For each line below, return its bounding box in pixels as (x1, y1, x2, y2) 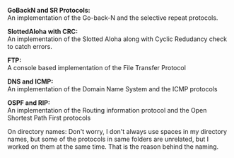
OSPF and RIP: (7, 98, 51, 107)
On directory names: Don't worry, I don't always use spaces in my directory (7, 128, 228, 135)
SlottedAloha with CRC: (7, 28, 78, 35)
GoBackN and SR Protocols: (7, 6, 90, 14)
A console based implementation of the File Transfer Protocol (7, 64, 186, 72)
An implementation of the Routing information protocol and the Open (7, 106, 207, 114)
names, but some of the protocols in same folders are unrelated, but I (7, 135, 209, 143)
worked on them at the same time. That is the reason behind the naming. (7, 142, 219, 151)
